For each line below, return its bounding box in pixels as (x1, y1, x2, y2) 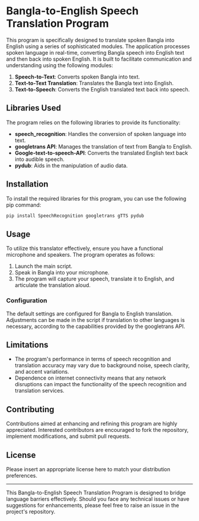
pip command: (6, 201, 41, 209)
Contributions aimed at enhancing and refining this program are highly (6, 420, 178, 427)
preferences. (6, 472, 37, 479)
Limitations (6, 340, 49, 350)
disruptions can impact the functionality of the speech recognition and (14, 381, 187, 388)
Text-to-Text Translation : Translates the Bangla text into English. (14, 79, 174, 87)
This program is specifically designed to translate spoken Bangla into (6, 36, 175, 43)
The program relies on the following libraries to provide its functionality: (6, 119, 181, 126)
